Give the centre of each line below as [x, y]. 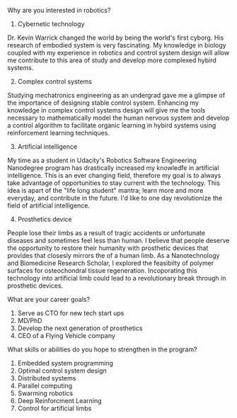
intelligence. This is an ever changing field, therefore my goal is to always [114, 175]
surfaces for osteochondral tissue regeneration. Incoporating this [102, 271]
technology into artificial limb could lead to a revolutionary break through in [117, 278]
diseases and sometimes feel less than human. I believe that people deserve [118, 241]
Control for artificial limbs [54, 408]
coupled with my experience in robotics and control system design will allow [118, 53]
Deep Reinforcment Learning [59, 401]
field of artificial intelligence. [49, 205]
